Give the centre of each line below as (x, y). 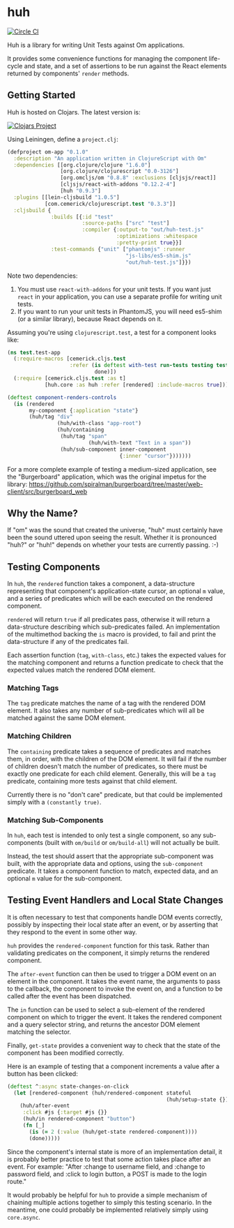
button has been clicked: (42, 1073)
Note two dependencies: (42, 276)
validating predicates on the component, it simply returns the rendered (109, 952)
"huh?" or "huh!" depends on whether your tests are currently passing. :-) (113, 545)
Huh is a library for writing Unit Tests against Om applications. (96, 45)
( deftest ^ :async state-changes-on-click (68, 1086)
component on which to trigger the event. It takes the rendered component (115, 1017)
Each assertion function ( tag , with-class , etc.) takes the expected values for (117, 655)
